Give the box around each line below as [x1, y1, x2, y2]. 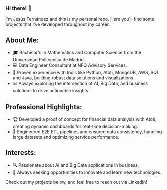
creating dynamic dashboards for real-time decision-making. [12, 123, 138, 129]
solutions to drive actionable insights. [12, 88, 90, 94]
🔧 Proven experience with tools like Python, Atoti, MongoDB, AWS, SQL [12, 70, 159, 76]
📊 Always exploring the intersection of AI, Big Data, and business [12, 80, 148, 87]
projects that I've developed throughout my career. [5, 21, 110, 27]
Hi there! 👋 [5, 5, 32, 12]
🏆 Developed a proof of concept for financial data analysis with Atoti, [12, 116, 157, 122]
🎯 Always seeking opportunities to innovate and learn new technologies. [12, 169, 162, 175]
